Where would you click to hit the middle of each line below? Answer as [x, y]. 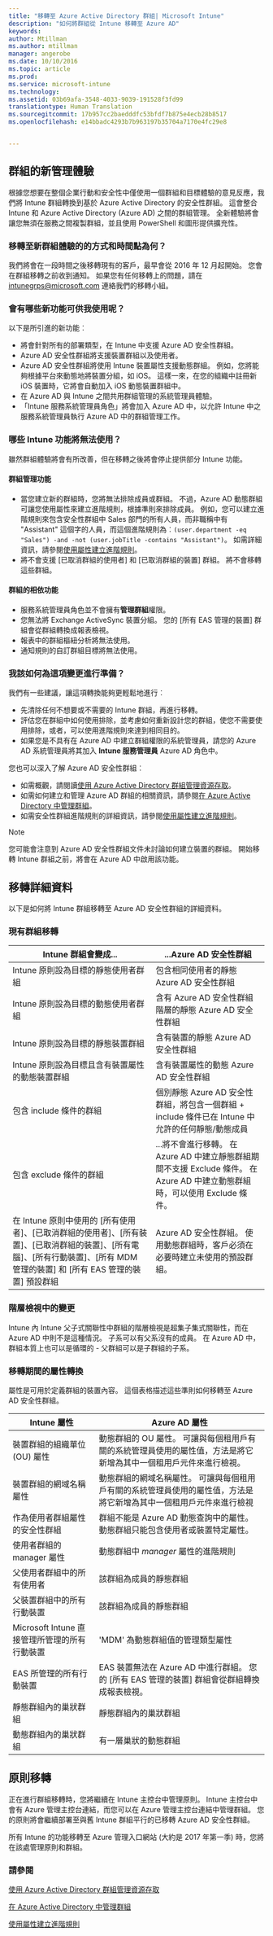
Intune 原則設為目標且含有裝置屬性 [78, 1065]
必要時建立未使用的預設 [200, 1257]
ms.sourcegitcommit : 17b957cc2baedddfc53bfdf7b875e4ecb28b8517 [118, 115]
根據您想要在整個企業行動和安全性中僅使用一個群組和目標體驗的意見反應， [133, 192]
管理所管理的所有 [54, 1640]
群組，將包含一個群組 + [200, 1105]
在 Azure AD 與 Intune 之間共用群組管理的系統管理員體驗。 [118, 396]
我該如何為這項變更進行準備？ [67, 673]
